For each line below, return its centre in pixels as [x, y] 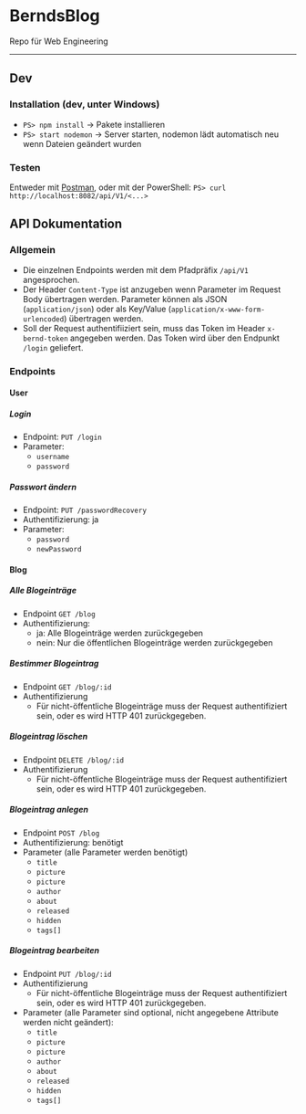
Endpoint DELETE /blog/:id [73, 760]
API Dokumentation [66, 224]
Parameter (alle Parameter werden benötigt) [105, 852]
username [53, 457]
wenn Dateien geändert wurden [82, 143]
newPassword [59, 550]
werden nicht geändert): [68, 1022]
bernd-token [45, 339]
